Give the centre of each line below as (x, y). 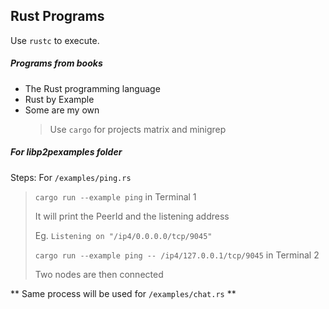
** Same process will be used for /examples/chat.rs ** (123, 293)
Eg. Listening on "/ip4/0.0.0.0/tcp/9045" (123, 235)
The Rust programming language (92, 88)
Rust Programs (57, 16)
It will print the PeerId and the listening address (132, 216)
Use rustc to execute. (55, 40)
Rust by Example (59, 99)
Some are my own (62, 110)
